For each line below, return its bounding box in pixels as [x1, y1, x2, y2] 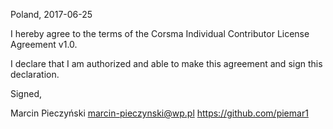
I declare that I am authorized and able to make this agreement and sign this [10, 58, 323, 69]
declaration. [10, 69, 60, 80]
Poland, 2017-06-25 [10, 9, 93, 20]
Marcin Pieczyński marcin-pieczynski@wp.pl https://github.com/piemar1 [10, 107, 309, 119]
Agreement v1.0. [10, 39, 78, 50]
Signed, [10, 88, 42, 99]
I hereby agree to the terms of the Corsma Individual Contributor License [10, 28, 310, 39]
